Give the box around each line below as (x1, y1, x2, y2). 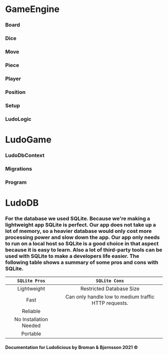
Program (5, 179, 27, 186)
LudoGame (5, 134, 51, 145)
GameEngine (5, 4, 60, 15)
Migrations (5, 165, 32, 172)
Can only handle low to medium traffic (65, 293, 155, 300)
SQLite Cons (95, 278, 124, 283)
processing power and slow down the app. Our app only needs (5, 234, 160, 241)
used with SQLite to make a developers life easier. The (5, 252, 139, 259)
